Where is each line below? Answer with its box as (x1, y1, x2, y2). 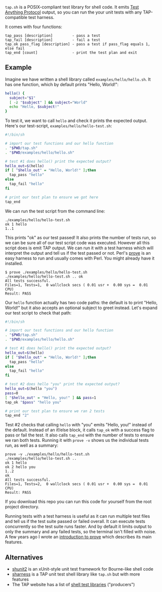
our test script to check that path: (5, 310, 72, 315)
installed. (5, 260, 23, 266)
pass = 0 (5, 391, 18, 396)
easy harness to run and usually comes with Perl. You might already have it (5, 255, 155, 261)
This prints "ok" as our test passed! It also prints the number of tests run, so (5, 234, 156, 240)
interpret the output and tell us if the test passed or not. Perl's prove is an (5, 250, 151, 256)
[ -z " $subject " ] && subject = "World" (9, 100, 88, 105)
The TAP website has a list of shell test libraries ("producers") (12, 582, 135, 588)
